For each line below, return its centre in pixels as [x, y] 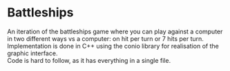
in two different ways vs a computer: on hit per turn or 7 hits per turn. [105, 38]
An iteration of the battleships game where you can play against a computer [115, 31]
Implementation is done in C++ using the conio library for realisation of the [113, 46]
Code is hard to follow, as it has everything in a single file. [89, 60]
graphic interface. [32, 53]
